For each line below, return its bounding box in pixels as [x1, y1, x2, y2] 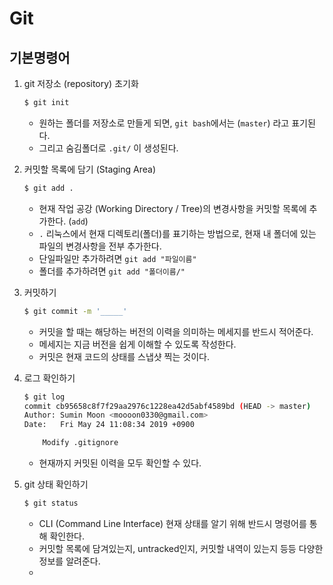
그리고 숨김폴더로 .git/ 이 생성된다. [38, 142, 179, 154]
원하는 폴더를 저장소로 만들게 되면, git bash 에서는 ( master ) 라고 [38, 117, 290, 129]
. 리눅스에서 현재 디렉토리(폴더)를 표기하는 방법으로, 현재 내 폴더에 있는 [38, 227, 317, 239]
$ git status [23, 498, 79, 508]
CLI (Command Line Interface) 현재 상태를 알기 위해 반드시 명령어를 [38, 517, 307, 529]
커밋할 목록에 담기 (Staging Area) [23, 163, 156, 175]
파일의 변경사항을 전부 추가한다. [38, 240, 162, 252]
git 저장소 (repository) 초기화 [23, 78, 139, 89]
